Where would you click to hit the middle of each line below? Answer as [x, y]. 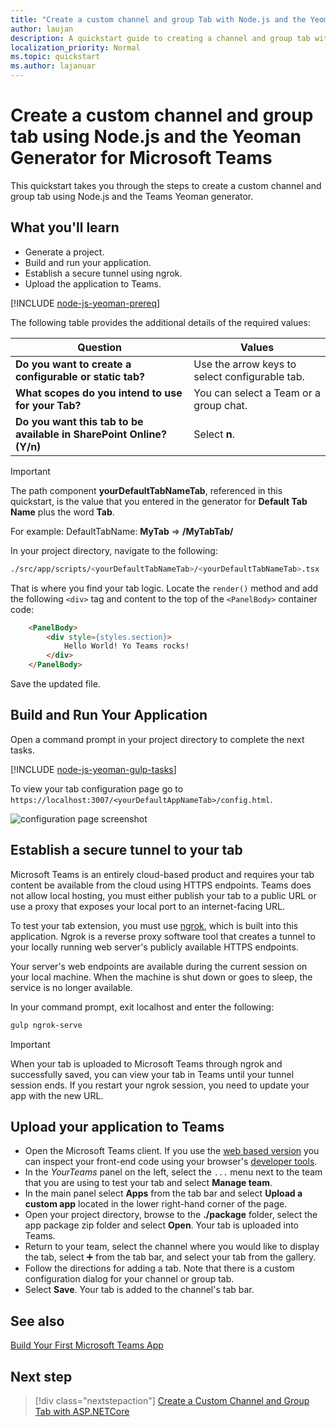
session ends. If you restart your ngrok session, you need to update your [160, 1085]
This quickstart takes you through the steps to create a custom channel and [166, 185]
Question [100, 347]
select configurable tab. [249, 376]
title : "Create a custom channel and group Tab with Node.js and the [158, 19]
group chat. [220, 405]
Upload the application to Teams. [93, 283]
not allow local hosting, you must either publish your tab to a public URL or [163, 895]
